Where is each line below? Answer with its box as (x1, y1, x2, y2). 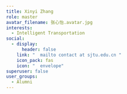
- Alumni (11, 79, 33, 85)
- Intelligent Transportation (11, 30, 85, 36)
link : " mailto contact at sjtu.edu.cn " (16, 52, 122, 58)
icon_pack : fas (16, 57, 54, 63)
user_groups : (6, 74, 38, 79)
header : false (21, 47, 57, 53)
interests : (6, 25, 33, 31)
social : (6, 36, 25, 41)
